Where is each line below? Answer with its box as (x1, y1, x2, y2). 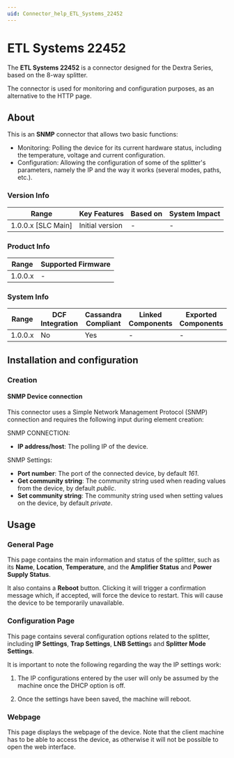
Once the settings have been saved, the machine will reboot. (17, 695, 192, 703)
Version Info (7, 191, 50, 201)
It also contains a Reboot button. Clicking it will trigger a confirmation (7, 584, 206, 592)
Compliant (86, 318, 121, 328)
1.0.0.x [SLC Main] (10, 220, 73, 230)
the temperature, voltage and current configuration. (17, 151, 166, 160)
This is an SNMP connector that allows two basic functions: (7, 130, 179, 139)
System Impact (169, 208, 221, 218)
